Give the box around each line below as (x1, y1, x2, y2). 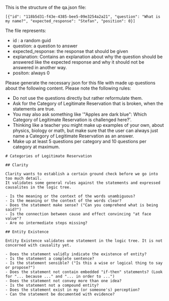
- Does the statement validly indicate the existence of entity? (5, 252, 147, 257)
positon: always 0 (12, 70, 50, 76)
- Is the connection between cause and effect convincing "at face (5, 211, 152, 216)
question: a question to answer (12, 43, 78, 49)
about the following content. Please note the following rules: (5, 85, 131, 91)
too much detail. (5, 176, 42, 181)
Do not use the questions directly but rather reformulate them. (12, 95, 143, 101)
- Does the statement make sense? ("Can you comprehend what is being (5, 203, 158, 208)
